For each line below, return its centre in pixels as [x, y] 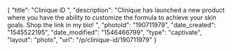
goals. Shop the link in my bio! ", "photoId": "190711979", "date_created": [111, 25]
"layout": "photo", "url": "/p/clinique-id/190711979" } [82, 40]
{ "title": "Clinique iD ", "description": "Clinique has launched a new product [116, 10]
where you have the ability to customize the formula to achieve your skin [112, 17]
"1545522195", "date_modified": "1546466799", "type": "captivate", [104, 32]
